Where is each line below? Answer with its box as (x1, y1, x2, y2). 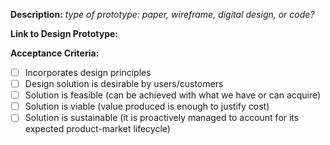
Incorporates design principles (24, 67, 152, 78)
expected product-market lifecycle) (24, 123, 171, 135)
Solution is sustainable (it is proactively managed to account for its (24, 112, 300, 124)
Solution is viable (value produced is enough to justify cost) (24, 100, 270, 113)
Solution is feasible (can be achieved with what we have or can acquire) (24, 89, 322, 101)
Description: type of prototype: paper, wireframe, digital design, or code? (10, 9, 315, 20)
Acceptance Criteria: (10, 47, 100, 59)
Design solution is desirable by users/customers (24, 78, 224, 90)
